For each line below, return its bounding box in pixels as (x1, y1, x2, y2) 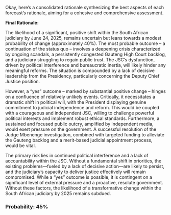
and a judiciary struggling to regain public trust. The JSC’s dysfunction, (5, 57, 155, 63)
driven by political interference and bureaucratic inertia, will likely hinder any (5, 62, 166, 68)
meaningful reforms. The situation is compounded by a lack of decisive (5, 67, 155, 74)
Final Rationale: (5, 20, 39, 26)
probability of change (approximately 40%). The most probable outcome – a (5, 40, 165, 46)
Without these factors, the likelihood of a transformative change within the (5, 185, 162, 191)
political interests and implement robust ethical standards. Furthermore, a (5, 115, 160, 122)
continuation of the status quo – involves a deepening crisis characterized (5, 46, 161, 52)
